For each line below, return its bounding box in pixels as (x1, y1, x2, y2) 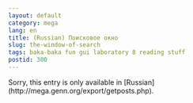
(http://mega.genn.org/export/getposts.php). (8, 86, 154, 95)
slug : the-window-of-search (8, 41, 101, 49)
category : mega (8, 19, 59, 27)
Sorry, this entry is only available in (8, 77, 123, 87)
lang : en (8, 26, 37, 34)
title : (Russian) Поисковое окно (8, 33, 119, 42)
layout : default (8, 11, 62, 20)
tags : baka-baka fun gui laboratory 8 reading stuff (8, 48, 186, 56)
